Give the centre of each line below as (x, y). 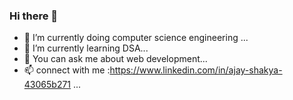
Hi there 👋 (34, 16)
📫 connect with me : (67, 70)
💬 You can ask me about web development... (115, 59)
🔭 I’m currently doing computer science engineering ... (136, 38)
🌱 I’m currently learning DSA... (86, 48)
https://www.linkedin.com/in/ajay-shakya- (196, 70)
